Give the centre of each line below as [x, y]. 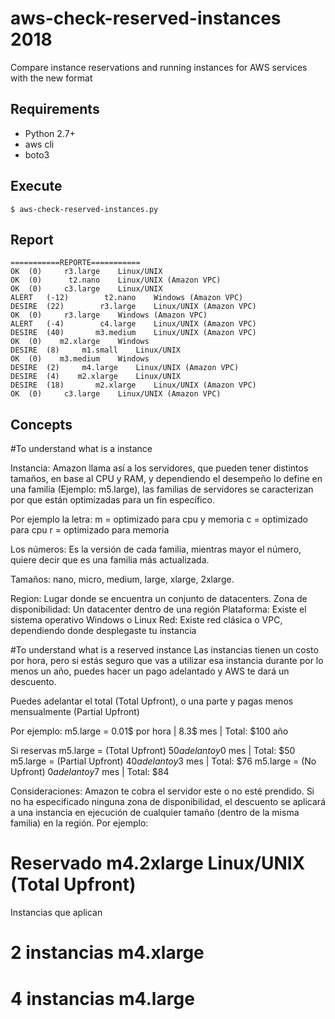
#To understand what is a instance [81, 449]
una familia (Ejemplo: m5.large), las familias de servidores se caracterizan [162, 489]
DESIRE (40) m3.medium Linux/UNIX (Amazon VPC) [133, 333]
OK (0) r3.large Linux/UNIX [86, 272]
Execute [36, 186]
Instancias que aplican [56, 913]
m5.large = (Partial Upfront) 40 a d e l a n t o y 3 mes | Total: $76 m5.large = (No [163, 761]
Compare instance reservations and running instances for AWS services [159, 67]
